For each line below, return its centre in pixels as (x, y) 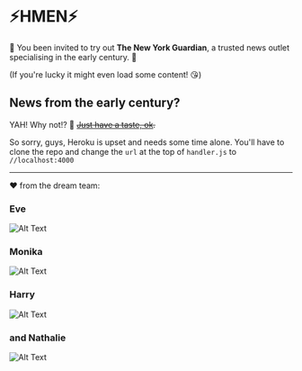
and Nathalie (38, 338)
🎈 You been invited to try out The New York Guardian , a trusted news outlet (150, 47)
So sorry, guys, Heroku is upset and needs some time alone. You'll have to (147, 142)
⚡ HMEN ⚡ (44, 17)
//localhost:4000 (42, 160)
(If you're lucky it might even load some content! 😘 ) (106, 74)
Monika (26, 251)
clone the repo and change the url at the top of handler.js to (123, 151)
